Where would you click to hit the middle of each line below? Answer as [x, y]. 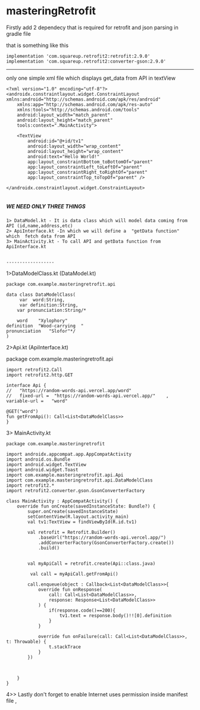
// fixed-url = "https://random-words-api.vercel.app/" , [87, 396]
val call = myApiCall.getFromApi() [74, 574]
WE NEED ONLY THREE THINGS [46, 206]
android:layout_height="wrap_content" [76, 151]
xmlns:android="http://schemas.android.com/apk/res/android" [84, 99]
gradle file [18, 33]
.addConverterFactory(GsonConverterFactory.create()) [106, 543]
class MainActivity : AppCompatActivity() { [62, 501]
